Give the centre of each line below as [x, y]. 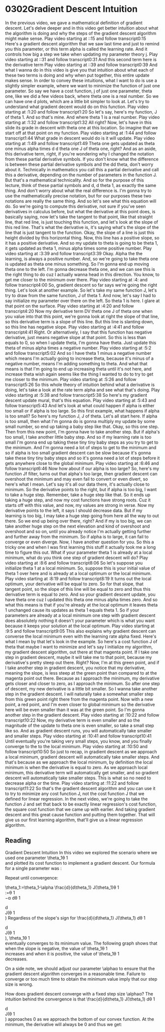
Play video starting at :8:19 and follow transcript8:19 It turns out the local [78, 578]
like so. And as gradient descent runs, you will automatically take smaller [79, 730]
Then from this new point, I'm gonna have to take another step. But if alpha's [83, 432]
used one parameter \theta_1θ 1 [37, 858]
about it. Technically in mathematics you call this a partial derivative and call [82, 169]
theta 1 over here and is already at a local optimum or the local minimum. [78, 573]
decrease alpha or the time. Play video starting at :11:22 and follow [72, 783]
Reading [18, 841]
